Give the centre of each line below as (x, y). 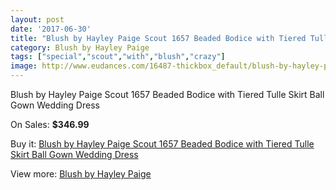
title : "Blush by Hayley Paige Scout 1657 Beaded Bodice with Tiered (158, 38)
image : (24, 66)
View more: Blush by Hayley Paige (81, 174)
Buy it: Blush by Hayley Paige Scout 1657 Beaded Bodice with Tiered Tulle (162, 144)
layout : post (37, 19)
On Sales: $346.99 (50, 124)
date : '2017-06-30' (51, 29)
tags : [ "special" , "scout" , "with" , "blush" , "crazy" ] (118, 57)
